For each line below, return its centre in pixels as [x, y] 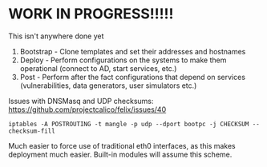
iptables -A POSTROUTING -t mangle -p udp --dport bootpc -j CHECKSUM [129, 124]
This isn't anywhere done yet [56, 36]
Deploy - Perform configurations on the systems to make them [123, 60]
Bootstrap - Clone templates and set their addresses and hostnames [133, 51]
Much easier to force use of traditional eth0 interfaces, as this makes [122, 145]
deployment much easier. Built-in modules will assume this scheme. [120, 154]
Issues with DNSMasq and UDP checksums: [81, 101]
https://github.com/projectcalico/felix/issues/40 [87, 109]
